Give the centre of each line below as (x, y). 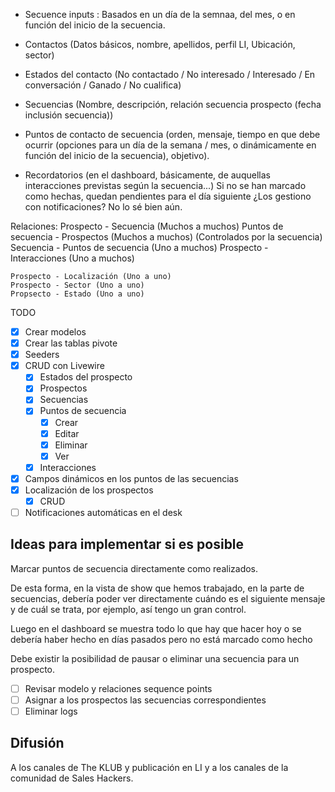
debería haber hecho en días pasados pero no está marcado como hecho (161, 639)
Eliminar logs (51, 711)
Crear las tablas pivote (71, 343)
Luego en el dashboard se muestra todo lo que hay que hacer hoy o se (156, 628)
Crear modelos (55, 332)
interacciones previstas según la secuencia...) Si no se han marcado (165, 185)
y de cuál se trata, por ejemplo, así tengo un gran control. (128, 609)
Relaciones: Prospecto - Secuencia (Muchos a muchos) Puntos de (147, 226)
